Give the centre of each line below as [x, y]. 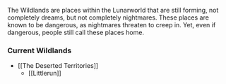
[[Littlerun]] [44, 73]
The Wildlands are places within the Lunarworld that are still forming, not [113, 10]
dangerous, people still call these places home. [76, 32]
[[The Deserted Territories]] [58, 66]
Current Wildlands [40, 50]
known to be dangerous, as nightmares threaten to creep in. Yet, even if [112, 25]
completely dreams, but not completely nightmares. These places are [108, 17]
